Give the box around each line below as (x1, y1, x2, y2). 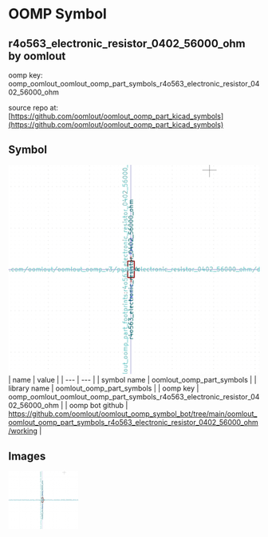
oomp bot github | (69, 401, 128, 411)
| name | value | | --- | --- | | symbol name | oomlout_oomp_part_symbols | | (8, 375, 257, 385)
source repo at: (8, 103, 58, 112)
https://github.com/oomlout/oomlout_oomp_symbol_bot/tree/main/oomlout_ (8, 409, 258, 419)
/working (8, 426, 38, 436)
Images (8, 449, 46, 463)
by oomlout (8, 49, 66, 62)
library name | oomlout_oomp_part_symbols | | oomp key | (8, 383, 199, 393)
